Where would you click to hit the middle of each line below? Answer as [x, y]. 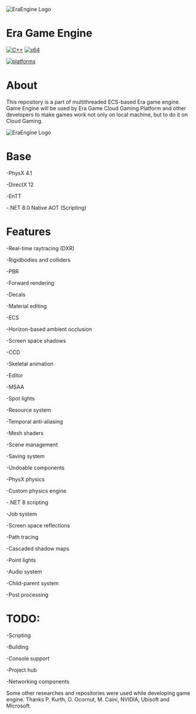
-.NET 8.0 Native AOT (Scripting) [46, 207]
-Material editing [27, 306]
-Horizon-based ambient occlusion [49, 329]
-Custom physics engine [36, 491]
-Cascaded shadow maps [38, 548]
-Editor [15, 375]
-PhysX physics [25, 479]
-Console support [28, 658]
